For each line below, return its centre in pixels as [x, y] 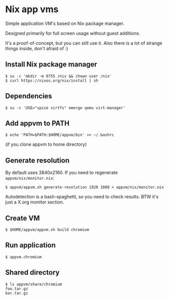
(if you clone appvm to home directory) [46, 144]
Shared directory [32, 273]
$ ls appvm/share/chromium [34, 284]
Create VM [23, 218]
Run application [31, 245]
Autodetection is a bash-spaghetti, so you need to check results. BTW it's [82, 197]
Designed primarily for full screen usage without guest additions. [73, 33]
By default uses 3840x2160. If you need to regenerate [61, 173]
